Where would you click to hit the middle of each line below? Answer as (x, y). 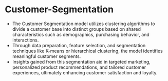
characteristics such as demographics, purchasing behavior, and (81, 34)
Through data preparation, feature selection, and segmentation (79, 45)
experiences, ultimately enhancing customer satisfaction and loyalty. (85, 72)
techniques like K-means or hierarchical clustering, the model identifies (87, 51)
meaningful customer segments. (46, 56)
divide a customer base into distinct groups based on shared (76, 29)
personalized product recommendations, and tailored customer (79, 67)
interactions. (25, 40)
